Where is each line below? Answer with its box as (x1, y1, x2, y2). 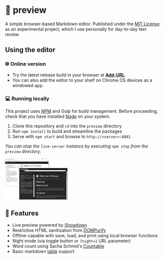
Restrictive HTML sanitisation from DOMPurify (12, 227, 106, 233)
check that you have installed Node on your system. (5, 113, 111, 119)
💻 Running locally (5, 95, 50, 102)
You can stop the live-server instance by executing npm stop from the (5, 143, 148, 149)
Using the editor (5, 46, 56, 54)
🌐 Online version (5, 60, 46, 67)
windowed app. (12, 82, 44, 88)
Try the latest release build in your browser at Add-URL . (12, 72, 126, 78)
